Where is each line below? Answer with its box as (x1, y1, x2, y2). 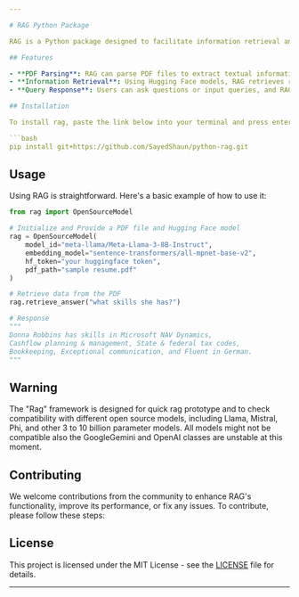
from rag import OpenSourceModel (9, 208, 133, 217)
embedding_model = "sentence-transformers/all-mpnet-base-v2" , (25, 249, 256, 258)
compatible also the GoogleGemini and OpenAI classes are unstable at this (9, 432, 283, 443)
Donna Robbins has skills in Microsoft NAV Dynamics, (9, 331, 214, 339)
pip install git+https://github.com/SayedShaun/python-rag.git (9, 142, 249, 151)
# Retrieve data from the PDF (9, 290, 122, 298)
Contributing (9, 467, 82, 482)
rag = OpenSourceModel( (9, 233, 98, 241)
